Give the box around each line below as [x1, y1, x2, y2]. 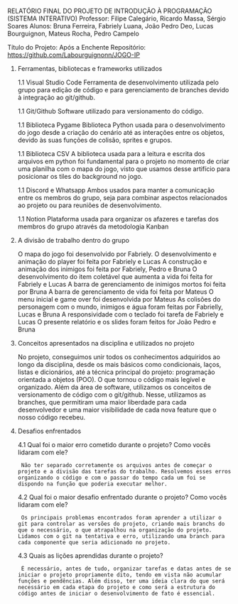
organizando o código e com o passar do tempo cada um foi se [17, 474, 206, 481]
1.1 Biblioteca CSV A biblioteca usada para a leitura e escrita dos [17, 150, 205, 158]
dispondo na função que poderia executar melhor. [17, 481, 168, 488]
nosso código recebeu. [17, 413, 86, 422]
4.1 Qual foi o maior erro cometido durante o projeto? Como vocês [17, 441, 211, 449]
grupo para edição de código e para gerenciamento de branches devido [17, 86, 229, 94]
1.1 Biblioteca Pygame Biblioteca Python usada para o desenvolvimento [17, 121, 225, 129]
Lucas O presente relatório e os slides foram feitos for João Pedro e [17, 318, 217, 326]
